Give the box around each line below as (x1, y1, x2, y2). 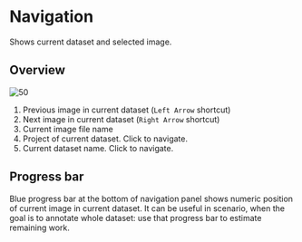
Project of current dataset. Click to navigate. (22, 133, 189, 144)
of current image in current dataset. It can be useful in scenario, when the (9, 202, 286, 214)
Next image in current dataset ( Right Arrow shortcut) (22, 113, 220, 124)
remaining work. (9, 222, 70, 233)
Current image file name (22, 123, 113, 134)
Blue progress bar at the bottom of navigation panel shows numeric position (9, 193, 293, 204)
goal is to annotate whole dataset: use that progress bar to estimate (9, 212, 262, 223)
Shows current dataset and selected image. (9, 36, 172, 47)
